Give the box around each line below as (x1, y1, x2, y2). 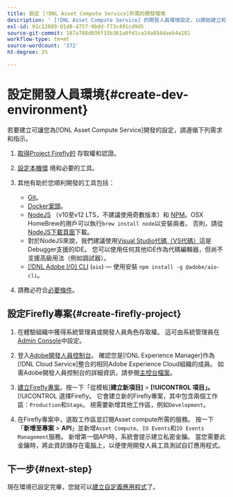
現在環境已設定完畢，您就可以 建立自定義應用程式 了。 (7, 482, 159, 491)
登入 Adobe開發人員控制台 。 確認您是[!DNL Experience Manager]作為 (17, 351, 215, 359)
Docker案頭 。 (27, 201, 67, 210)
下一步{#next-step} (7, 463, 93, 475)
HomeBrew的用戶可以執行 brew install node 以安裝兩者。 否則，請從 (27, 219, 224, 227)
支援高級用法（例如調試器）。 (27, 253, 110, 262)
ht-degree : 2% (7, 49, 49, 56)
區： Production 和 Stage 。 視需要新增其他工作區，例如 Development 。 (17, 400, 209, 408)
